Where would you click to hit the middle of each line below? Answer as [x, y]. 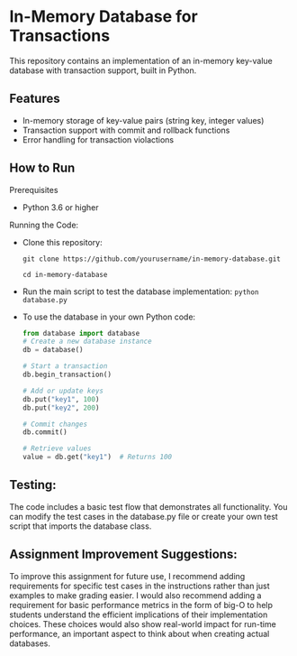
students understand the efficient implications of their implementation [139, 614]
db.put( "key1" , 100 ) [61, 399]
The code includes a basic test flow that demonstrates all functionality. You [148, 506]
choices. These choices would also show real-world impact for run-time [143, 624]
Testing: [33, 485]
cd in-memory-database [65, 274]
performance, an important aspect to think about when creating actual [139, 633]
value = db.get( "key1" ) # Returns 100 [97, 457]
